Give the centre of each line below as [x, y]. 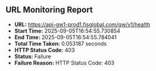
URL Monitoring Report [49, 10]
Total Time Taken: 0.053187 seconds [60, 43]
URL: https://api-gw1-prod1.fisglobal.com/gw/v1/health [82, 24]
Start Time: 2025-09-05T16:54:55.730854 [67, 31]
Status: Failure [33, 56]
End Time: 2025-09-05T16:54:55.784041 [65, 37]
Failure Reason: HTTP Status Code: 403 [64, 63]
